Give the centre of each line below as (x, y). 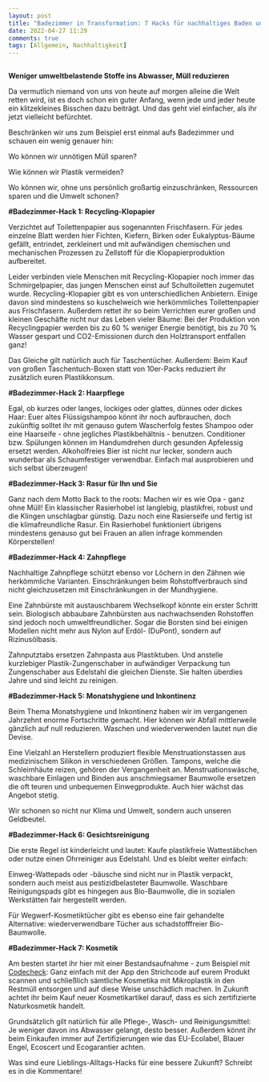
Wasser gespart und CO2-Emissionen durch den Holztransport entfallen (127, 337)
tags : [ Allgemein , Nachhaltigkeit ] (68, 46)
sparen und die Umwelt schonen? (64, 196)
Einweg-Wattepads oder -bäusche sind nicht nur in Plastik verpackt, (121, 874)
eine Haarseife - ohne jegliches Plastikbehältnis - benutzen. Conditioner (127, 434)
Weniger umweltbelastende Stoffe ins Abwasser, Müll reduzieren (119, 76)
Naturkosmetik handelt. (47, 1006)
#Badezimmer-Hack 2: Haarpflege (67, 393)
